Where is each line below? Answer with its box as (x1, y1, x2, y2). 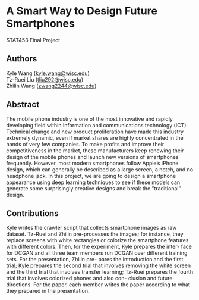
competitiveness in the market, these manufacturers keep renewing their (6, 147, 184, 154)
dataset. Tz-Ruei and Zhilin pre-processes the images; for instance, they (6, 230, 184, 237)
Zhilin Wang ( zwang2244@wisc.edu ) (6, 82, 97, 89)
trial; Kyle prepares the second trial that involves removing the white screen (6, 262, 191, 269)
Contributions (6, 208, 59, 218)
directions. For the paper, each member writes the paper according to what (6, 281, 190, 288)
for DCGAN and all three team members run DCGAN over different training (6, 249, 188, 257)
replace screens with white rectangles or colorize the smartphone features (6, 237, 189, 244)
